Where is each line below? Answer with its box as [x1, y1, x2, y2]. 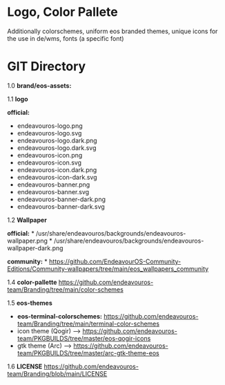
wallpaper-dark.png [7, 243, 63, 252]
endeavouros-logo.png [17, 122, 83, 130]
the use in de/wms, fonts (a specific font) [7, 34, 124, 42]
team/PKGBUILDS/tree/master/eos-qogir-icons [17, 334, 151, 342]
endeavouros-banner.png [17, 180, 90, 189]
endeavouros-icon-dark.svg [17, 173, 97, 181]
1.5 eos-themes [7, 299, 53, 307]
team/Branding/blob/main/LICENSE [7, 369, 108, 377]
